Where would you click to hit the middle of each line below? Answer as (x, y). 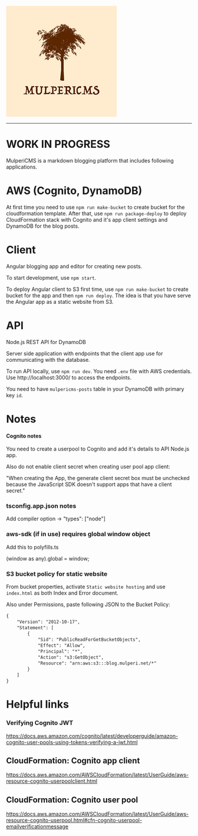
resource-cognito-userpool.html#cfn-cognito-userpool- (74, 820)
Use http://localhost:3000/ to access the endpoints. (69, 377)
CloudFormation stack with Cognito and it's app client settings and (87, 219)
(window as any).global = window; (48, 558)
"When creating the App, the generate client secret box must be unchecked (98, 478)
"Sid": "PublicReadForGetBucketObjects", (89, 640)
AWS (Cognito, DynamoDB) (74, 191)
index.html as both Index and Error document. (62, 593)
